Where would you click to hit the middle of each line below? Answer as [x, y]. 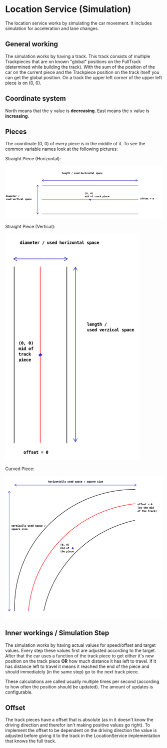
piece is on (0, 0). [23, 83]
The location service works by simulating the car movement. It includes [79, 23]
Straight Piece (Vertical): [30, 227]
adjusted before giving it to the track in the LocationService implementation [83, 736]
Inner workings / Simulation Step [57, 633]
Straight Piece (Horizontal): [33, 159]
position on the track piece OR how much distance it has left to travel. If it [81, 661]
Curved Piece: [20, 469]
